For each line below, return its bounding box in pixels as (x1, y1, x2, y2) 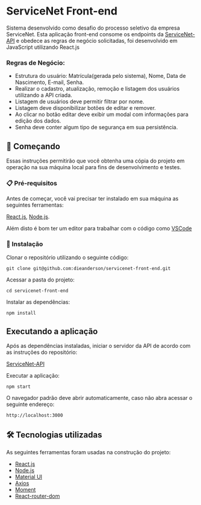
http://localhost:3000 (6, 413, 63, 419)
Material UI (14, 473, 43, 481)
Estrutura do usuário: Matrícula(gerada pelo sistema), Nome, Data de (14, 72, 187, 80)
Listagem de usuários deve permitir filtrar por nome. (14, 98, 144, 105)
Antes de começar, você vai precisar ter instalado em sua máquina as (6, 195, 179, 202)
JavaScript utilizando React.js (6, 43, 80, 51)
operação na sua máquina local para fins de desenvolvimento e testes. (6, 164, 182, 171)
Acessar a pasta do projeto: (6, 276, 75, 283)
